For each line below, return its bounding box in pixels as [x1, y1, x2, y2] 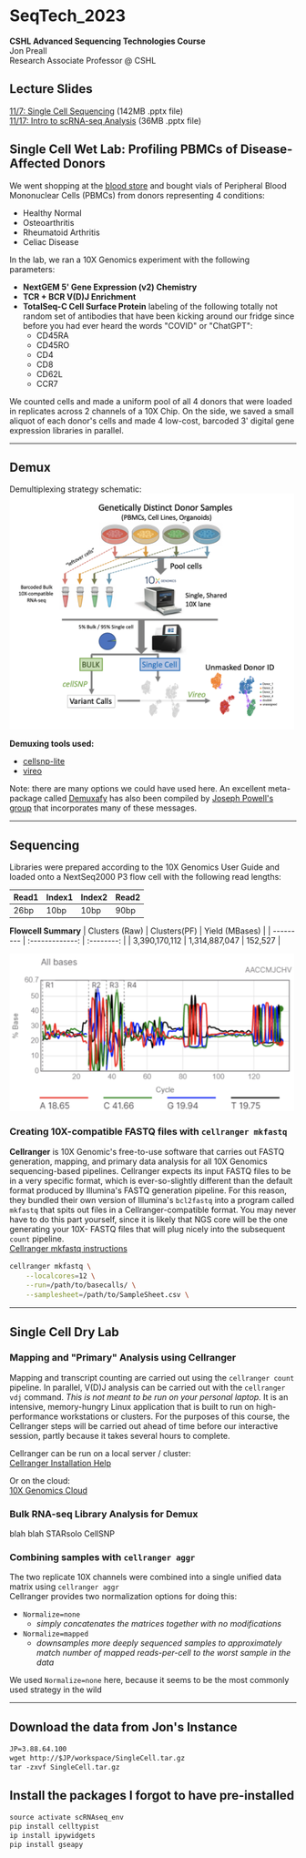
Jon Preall [9, 45, 47, 56]
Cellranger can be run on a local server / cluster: [9, 1447, 191, 1458]
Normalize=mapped [22, 1629, 89, 1639]
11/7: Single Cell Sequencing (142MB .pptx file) [9, 106, 184, 117]
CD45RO [36, 339, 70, 351]
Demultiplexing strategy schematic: [9, 484, 143, 495]
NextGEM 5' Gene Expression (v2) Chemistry [22, 281, 198, 292]
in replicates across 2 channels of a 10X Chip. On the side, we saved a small [9, 405, 294, 416]
